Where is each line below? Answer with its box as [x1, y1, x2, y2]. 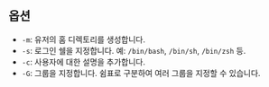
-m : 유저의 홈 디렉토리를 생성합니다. [21, 34, 146, 45]
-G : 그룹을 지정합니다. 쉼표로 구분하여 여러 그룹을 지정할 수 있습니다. [21, 67, 261, 78]
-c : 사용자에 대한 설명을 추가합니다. [21, 57, 146, 67]
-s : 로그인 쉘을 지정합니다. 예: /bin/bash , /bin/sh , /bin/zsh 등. [21, 45, 246, 56]
